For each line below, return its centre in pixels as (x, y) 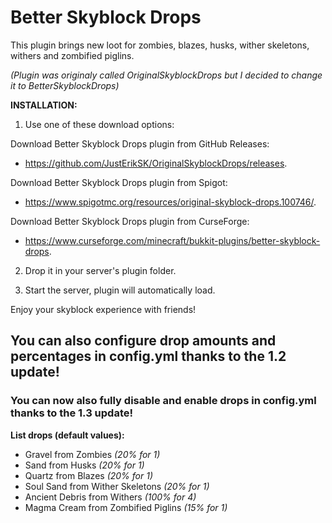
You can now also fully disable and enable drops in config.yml (163, 401)
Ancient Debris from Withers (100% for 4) (110, 497)
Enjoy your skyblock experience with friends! (103, 309)
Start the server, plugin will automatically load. (120, 290)
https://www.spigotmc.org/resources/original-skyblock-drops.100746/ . (170, 202)
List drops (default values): (67, 435)
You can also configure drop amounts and (143, 341)
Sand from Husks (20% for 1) (84, 465)
